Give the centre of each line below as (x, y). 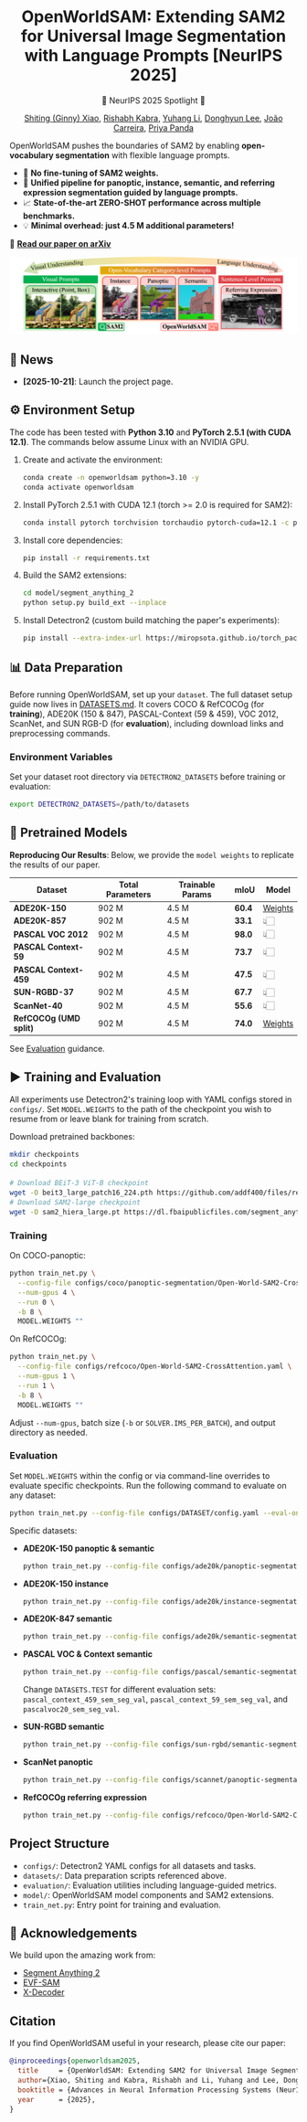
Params (197, 895)
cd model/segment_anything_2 (78, 593)
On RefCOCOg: (38, 1339)
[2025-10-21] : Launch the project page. (98, 382)
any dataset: (33, 1495)
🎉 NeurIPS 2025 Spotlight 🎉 (153, 100)
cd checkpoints (38, 1164)
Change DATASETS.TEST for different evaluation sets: (119, 1690)
